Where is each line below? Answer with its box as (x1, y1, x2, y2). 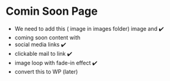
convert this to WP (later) (14, 67, 78, 75)
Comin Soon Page (6, 4, 98, 18)
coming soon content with (14, 34, 81, 41)
